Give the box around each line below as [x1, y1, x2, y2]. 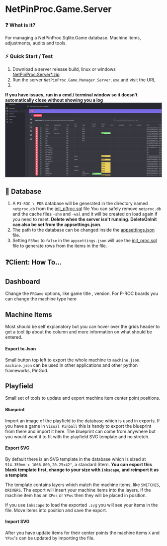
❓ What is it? [5, 21, 36, 28]
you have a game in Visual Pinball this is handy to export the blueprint [5, 423, 152, 429]
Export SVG [5, 445, 30, 451]
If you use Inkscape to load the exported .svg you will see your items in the [5, 502, 158, 508]
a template [5, 472, 28, 478]
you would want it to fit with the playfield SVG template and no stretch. [5, 433, 150, 440]
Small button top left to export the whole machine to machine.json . [5, 357, 141, 363]
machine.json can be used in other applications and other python [5, 362, 138, 368]
